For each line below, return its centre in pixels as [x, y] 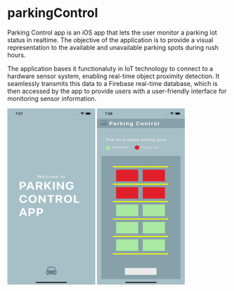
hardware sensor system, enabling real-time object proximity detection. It [113, 76]
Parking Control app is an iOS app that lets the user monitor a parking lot [112, 32]
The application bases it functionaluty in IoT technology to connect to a [110, 68]
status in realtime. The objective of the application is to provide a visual [110, 39]
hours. [17, 55]
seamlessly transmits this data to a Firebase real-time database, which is [112, 83]
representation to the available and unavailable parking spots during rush [113, 47]
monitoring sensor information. [52, 98]
